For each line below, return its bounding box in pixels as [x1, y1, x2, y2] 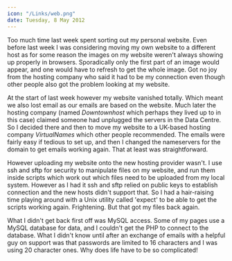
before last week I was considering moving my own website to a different [7, 43, 216, 51]
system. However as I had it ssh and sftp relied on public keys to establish [7, 180, 218, 189]
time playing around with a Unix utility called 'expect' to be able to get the [7, 195, 217, 203]
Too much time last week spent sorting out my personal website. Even [7, 35, 208, 44]
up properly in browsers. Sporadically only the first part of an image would [7, 58, 220, 66]
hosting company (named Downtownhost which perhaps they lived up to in [7, 108, 222, 117]
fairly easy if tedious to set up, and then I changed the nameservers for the [7, 137, 221, 146]
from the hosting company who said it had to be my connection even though [7, 72, 225, 81]
